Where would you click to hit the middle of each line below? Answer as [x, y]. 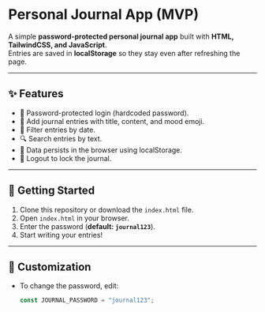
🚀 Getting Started [52, 191]
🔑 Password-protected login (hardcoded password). [104, 113]
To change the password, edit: [69, 286]
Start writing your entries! [61, 235]
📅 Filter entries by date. [58, 130]
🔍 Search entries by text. [61, 138]
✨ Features [36, 94]
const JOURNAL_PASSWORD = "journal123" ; [87, 301]
